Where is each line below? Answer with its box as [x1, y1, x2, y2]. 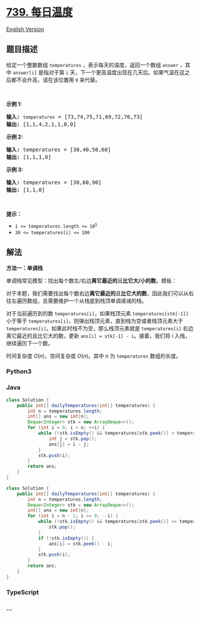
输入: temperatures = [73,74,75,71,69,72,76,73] [6, 113, 143, 120]
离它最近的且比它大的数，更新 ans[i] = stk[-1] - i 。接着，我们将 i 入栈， [6, 332, 190, 339]
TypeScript [6, 588, 39, 596]
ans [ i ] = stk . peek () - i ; [48, 541, 113, 547]
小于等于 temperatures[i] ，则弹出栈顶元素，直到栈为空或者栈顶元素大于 [6, 317, 183, 324]
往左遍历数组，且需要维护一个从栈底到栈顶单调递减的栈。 [6, 297, 147, 304]
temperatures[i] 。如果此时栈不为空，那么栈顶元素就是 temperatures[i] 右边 [6, 324, 193, 331]
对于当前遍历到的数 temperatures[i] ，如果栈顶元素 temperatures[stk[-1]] [6, 309, 189, 317]
